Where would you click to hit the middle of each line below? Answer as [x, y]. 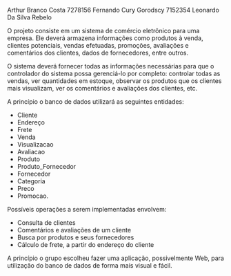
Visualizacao [35, 144]
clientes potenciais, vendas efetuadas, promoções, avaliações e [98, 45]
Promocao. [33, 196]
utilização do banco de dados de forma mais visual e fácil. [90, 265]
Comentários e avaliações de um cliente [74, 230]
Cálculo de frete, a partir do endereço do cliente [86, 245]
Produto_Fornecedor [47, 166]
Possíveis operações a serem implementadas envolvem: [87, 209]
